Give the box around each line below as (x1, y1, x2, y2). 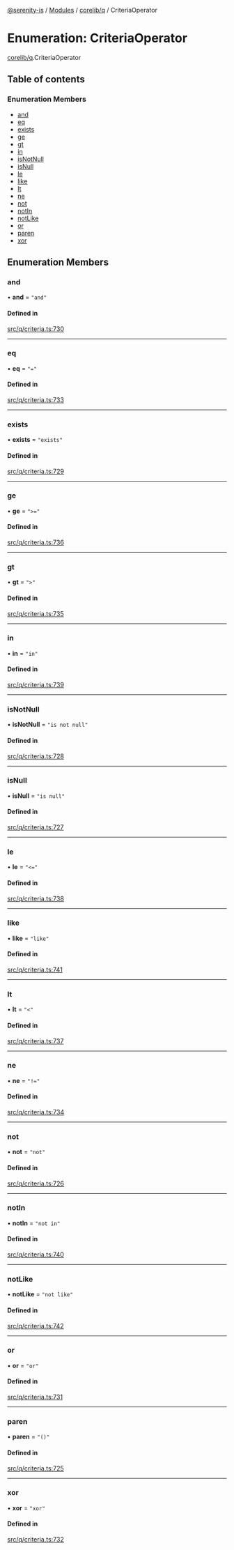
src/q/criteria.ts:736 (7, 538, 65, 546)
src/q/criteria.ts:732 (7, 1535, 64, 1544)
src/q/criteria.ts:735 (7, 609, 64, 617)
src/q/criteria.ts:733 (7, 396, 65, 404)
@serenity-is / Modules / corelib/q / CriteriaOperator (7, 6, 158, 14)
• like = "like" (7, 934, 49, 942)
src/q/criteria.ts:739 (7, 681, 65, 689)
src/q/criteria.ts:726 (7, 1179, 65, 1188)
